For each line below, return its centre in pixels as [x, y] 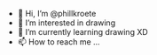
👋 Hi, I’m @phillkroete [57, 14]
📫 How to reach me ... [59, 42]
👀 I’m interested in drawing [67, 23]
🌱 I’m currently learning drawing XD [82, 32]
